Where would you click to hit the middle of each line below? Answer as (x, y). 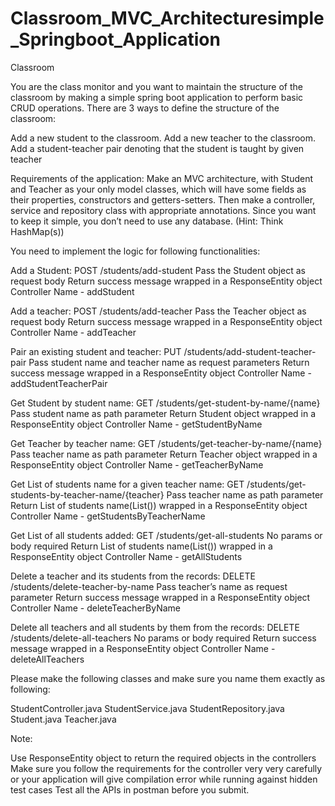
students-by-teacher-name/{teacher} (87, 494)
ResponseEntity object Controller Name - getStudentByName (136, 424)
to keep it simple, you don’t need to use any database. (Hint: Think (147, 221)
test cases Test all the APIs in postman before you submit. (130, 789)
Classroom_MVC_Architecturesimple (167, 18)
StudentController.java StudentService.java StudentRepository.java (147, 708)
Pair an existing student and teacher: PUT (96, 351)
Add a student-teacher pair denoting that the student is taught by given (157, 148)
